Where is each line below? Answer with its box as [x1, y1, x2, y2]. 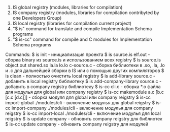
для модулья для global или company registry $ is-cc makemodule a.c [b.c [5, 89, 164, 95]
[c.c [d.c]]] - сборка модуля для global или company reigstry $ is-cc [5, 94, 151, 100]
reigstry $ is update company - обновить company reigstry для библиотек [5, 116, 162, 121]
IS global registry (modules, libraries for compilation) [12, 5, 123, 10]
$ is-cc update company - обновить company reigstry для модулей [5, 121, 149, 127]
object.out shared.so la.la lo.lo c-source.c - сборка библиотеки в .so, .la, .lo [5, 62, 165, 68]
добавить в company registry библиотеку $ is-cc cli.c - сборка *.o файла [5, 84, 161, 90]
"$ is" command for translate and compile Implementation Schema [12, 26, 152, 32]
